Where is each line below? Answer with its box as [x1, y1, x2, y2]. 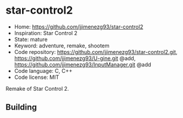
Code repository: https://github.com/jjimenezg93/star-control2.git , [14, 48, 178, 55]
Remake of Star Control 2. [5, 85, 69, 92]
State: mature [14, 36, 48, 43]
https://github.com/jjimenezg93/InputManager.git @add [14, 60, 151, 68]
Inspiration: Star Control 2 [14, 29, 78, 36]
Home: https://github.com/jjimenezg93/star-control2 [14, 23, 144, 30]
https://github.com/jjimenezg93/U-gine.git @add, [14, 55, 136, 62]
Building [5, 102, 37, 113]
